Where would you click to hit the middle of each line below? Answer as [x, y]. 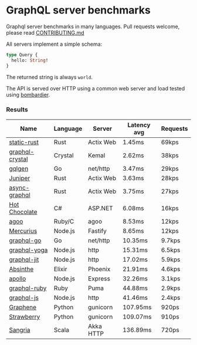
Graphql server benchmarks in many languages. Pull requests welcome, [93, 26]
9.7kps [171, 240]
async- [19, 187]
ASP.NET [100, 208]
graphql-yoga [28, 250]
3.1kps [171, 278]
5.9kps [171, 259]
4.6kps [171, 269]
